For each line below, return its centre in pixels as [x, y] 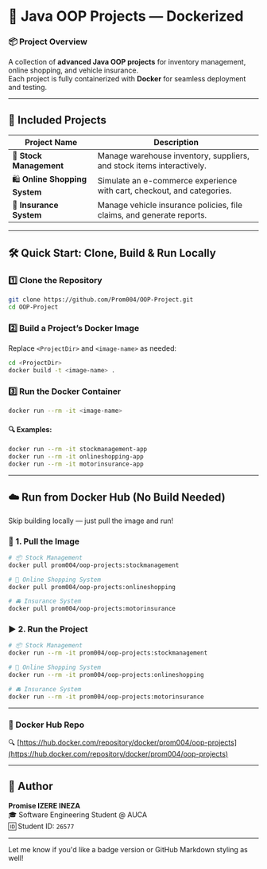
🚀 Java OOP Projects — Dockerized [126, 16]
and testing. [28, 88]
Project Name [51, 143]
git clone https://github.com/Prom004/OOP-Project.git [101, 299]
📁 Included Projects [58, 120]
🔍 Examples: [30, 429]
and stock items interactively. [152, 166]
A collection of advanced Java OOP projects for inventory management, [127, 62]
